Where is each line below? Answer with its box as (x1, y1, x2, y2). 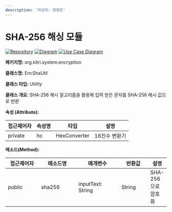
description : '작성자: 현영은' (5, 7, 66, 13)
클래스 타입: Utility (5, 80, 42, 87)
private (8, 132, 25, 139)
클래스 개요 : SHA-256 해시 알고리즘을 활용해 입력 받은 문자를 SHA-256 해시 (5, 92, 157, 98)
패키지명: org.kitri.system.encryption (5, 59, 82, 65)
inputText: (78, 180, 102, 187)
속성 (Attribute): (5, 109, 39, 115)
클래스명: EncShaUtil (5, 70, 48, 76)
